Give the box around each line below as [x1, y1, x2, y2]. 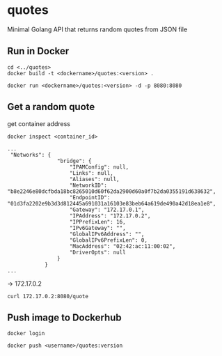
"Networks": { [10, 151, 51, 158]
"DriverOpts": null [69, 249, 127, 256]
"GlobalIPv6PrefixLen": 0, [69, 236, 148, 244]
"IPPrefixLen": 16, [69, 218, 127, 225]
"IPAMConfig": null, [69, 163, 129, 171]
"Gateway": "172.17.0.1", [69, 206, 145, 213]
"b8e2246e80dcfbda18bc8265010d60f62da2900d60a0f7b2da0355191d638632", [7, 187, 216, 195]
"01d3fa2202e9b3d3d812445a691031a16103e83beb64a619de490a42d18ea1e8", [7, 200, 216, 207]
